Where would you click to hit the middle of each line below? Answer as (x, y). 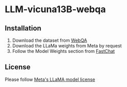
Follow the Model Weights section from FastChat (63, 51)
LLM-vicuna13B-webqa (55, 9)
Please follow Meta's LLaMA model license (50, 79)
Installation (23, 28)
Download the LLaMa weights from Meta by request (67, 46)
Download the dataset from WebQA (50, 40)
